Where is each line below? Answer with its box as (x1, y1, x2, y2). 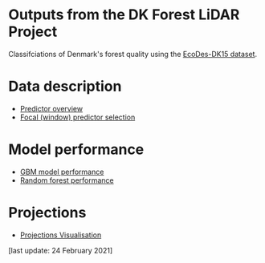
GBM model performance (19, 167, 104, 176)
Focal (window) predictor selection (19, 112, 136, 122)
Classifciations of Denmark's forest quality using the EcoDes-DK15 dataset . (8, 49, 258, 59)
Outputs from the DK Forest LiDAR (8, 6, 240, 24)
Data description (8, 78, 122, 95)
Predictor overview (19, 103, 83, 113)
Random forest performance (19, 175, 114, 185)
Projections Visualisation (19, 230, 102, 240)
